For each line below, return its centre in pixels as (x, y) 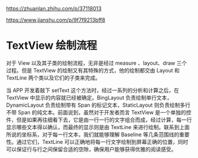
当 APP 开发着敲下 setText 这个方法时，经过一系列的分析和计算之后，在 (93, 90)
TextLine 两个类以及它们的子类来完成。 (53, 78)
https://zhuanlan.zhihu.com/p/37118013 (54, 9)
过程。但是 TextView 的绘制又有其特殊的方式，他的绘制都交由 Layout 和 (93, 70)
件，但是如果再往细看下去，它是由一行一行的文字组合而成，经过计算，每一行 (99, 120)
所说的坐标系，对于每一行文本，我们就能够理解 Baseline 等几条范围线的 (93, 134)
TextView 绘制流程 (52, 46)
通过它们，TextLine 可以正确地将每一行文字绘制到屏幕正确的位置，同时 (102, 141)
